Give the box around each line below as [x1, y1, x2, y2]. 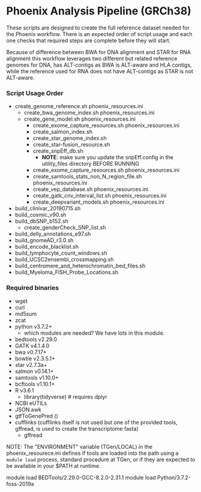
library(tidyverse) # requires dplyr [23, 393, 108, 400]
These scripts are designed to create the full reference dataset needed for [6, 24, 190, 31]
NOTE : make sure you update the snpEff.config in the [41, 154, 174, 161]
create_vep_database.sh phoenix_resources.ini [32, 186, 149, 193]
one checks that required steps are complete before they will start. [6, 37, 171, 44]
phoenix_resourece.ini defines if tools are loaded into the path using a [6, 449, 179, 457]
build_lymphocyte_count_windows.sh [14, 249, 107, 257]
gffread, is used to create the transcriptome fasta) [14, 425, 139, 432]
